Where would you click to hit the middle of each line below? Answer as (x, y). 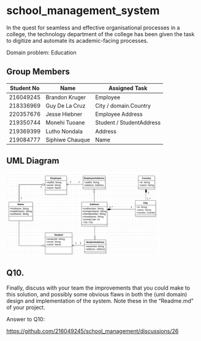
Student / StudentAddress (128, 122)
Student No (25, 88)
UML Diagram (33, 161)
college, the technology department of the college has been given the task (100, 34)
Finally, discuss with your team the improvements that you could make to (98, 288)
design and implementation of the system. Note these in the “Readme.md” (100, 301)
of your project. (26, 307)
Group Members (38, 72)
